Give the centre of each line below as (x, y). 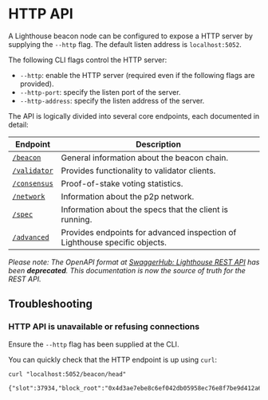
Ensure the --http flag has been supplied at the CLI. (94, 344)
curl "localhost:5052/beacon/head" (67, 374)
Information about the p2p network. (128, 196)
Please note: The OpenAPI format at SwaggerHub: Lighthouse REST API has (134, 262)
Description (158, 144)
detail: (19, 124)
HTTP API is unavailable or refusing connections (104, 327)
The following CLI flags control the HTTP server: (88, 60)
